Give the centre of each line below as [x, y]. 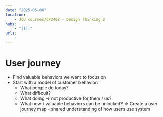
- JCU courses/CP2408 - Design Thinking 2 [60, 19]
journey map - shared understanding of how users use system [85, 109]
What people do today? [45, 87]
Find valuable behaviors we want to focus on [59, 77]
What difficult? [35, 93]
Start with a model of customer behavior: [55, 82]
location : [16, 15]
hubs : [11, 24]
